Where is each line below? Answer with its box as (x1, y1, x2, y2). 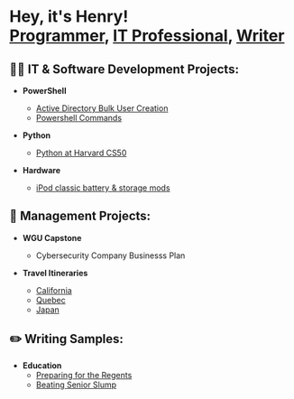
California (35, 284, 72, 295)
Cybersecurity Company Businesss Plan (35, 250, 186, 261)
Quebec (35, 294, 66, 305)
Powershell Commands (35, 113, 123, 123)
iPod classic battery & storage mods (35, 182, 170, 193)
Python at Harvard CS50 (35, 147, 127, 158)
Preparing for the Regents (35, 369, 133, 380)
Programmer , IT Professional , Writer (9, 25, 285, 46)
